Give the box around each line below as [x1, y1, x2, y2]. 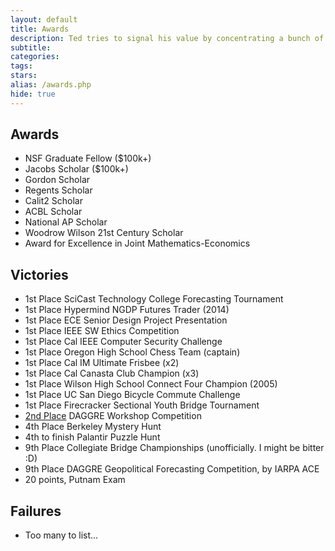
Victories [10, 266, 69, 283]
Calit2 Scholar [24, 195, 83, 207]
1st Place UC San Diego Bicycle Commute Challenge [24, 389, 241, 401]
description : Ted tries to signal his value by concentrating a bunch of [10, 33, 325, 43]
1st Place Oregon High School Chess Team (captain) [24, 346, 241, 358]
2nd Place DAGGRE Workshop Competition [24, 410, 202, 422]
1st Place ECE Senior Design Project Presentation [24, 314, 228, 326]
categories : [10, 52, 60, 62]
